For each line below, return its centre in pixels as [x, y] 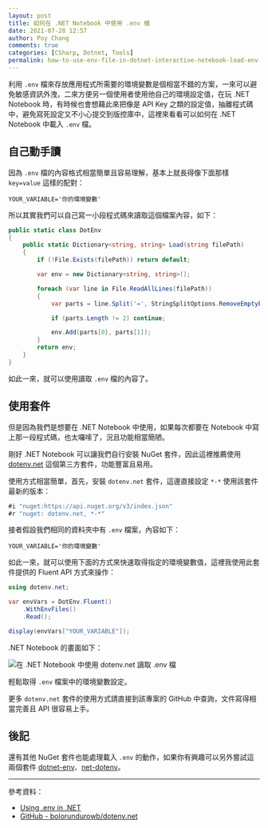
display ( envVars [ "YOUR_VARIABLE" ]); [69, 631]
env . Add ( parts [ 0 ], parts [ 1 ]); [101, 333]
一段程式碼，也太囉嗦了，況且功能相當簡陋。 [95, 437]
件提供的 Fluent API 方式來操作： [62, 572]
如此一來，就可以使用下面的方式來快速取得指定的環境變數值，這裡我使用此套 [134, 562]
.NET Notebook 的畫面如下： [55, 647]
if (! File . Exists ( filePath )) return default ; [114, 260]
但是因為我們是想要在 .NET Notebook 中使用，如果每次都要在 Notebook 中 [130, 427]
